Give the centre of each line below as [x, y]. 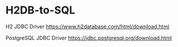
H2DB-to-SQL [40, 10]
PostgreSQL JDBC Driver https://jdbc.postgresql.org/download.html [89, 38]
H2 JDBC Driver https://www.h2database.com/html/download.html [88, 26]
